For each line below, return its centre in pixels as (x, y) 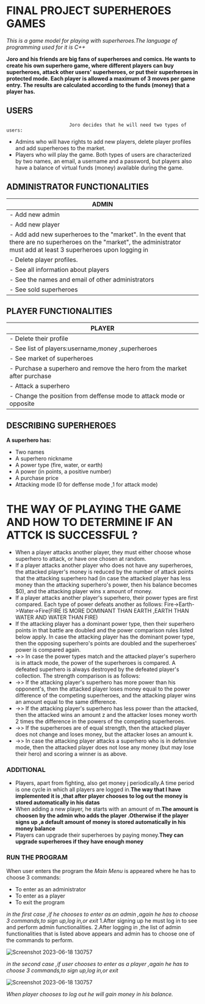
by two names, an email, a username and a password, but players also (103, 161)
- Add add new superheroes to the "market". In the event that (98, 234)
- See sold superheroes (44, 290)
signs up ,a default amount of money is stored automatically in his (100, 822)
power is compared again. (48, 650)
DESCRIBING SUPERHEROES (61, 425)
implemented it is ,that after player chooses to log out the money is (102, 796)
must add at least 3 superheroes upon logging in (79, 250)
